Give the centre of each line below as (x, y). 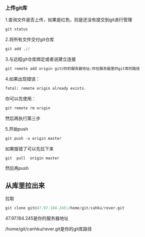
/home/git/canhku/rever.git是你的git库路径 (49, 229)
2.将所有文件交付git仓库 (30, 40)
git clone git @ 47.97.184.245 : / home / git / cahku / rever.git (65, 208)
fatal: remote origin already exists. (46, 88)
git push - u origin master (33, 138)
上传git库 (16, 8)
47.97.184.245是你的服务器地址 (37, 218)
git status (17, 29)
